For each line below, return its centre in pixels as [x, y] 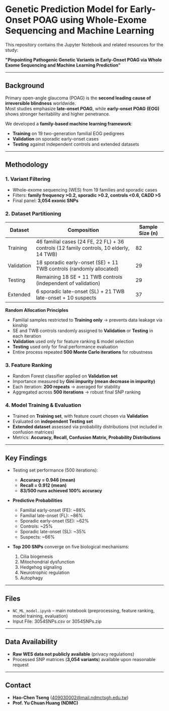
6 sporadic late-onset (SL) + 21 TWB [80, 291]
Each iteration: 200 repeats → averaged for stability [66, 387]
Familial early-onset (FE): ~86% [53, 510]
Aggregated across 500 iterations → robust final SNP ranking [76, 392]
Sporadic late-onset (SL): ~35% [53, 532]
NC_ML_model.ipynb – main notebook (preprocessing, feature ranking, [83, 610]
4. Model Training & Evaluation [43, 405]
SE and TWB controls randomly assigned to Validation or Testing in [83, 331]
